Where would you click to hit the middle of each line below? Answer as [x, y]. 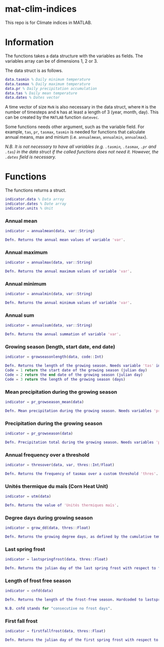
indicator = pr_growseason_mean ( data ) [44, 402]
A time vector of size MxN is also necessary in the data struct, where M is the [81, 107]
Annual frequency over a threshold [47, 454]
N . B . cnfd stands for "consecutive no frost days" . [59, 608]
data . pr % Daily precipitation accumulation [51, 88]
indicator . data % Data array [35, 199]
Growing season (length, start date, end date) [60, 346]
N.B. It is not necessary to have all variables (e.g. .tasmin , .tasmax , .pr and [81, 147]
